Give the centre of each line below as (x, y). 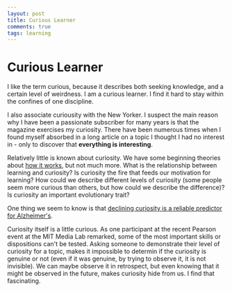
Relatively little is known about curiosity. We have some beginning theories (114, 158)
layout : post (26, 14)
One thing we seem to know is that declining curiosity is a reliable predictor (115, 209)
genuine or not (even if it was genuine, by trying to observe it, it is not (107, 259)
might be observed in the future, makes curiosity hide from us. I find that (111, 274)
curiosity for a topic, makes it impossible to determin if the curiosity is (107, 252)
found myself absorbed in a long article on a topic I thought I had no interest (116, 137)
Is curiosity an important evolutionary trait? (68, 195)
